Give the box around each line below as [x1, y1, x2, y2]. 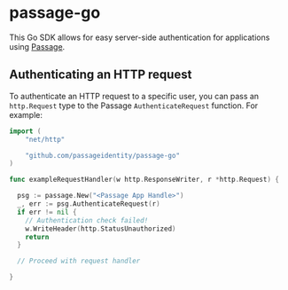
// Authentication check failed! [25, 216, 149, 224]
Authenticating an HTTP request [9, 67, 192, 82]
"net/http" [25, 135, 66, 144]
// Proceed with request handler [17, 256, 141, 266]
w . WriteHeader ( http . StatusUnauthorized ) [25, 224, 176, 233]
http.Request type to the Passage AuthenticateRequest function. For [9, 100, 259, 111]
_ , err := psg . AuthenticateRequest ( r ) [17, 200, 161, 208]
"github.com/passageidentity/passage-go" [25, 151, 180, 160]
